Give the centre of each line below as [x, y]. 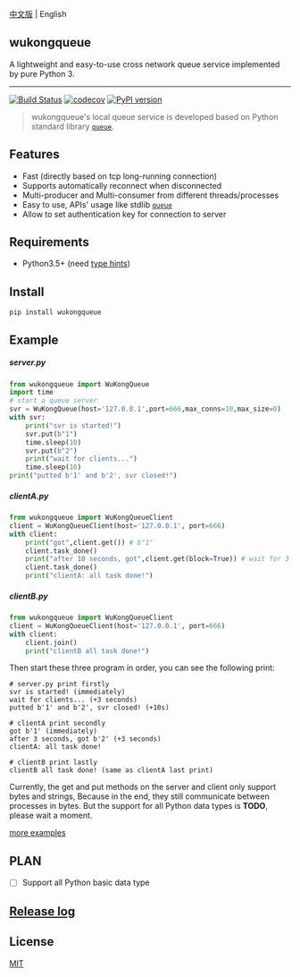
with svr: [28, 418]
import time [31, 393]
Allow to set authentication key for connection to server [124, 214]
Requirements [49, 242]
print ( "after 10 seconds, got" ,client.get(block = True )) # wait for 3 [158, 559]
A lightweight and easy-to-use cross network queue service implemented [145, 64]
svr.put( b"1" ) [51, 434]
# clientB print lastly [54, 763]
